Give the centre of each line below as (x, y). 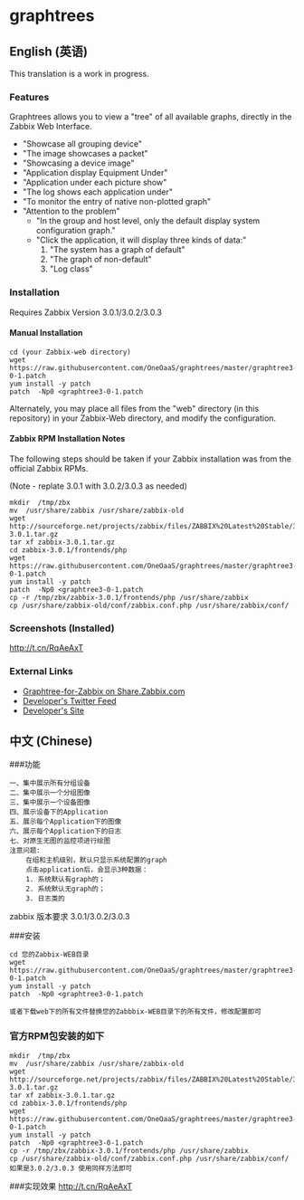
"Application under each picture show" (95, 183)
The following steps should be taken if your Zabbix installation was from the (151, 459)
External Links (42, 671)
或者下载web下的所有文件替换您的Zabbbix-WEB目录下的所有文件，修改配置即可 (136, 1012)
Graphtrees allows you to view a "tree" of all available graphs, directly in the (151, 117)
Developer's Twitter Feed (69, 700)
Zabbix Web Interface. (51, 127)
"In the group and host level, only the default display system (148, 221)
